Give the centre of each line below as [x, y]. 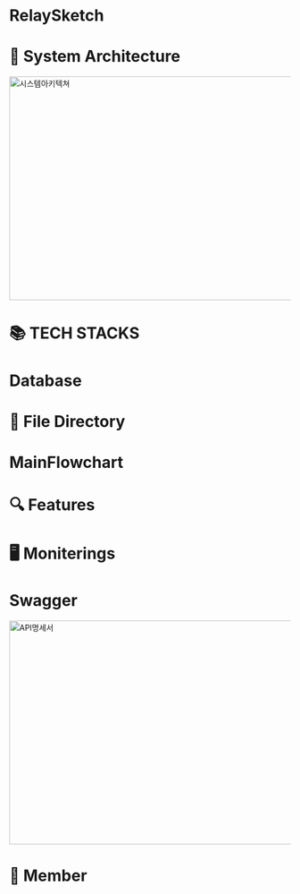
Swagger [43, 601]
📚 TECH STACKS [75, 333]
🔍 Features [52, 505]
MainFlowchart [66, 462]
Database [46, 380]
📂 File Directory [67, 421]
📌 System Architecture [95, 57]
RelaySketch [57, 16]
